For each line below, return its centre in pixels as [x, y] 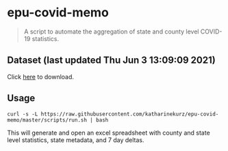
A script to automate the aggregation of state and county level [111, 31]
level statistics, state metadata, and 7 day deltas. [76, 140]
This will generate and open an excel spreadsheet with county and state [109, 133]
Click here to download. [40, 77]
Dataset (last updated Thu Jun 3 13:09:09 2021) [111, 60]
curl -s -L [23, 114]
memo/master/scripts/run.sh [47, 120]
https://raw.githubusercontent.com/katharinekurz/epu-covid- [130, 114]
